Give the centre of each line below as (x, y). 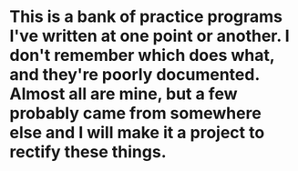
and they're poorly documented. (134, 75)
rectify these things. (88, 152)
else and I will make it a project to (137, 133)
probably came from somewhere (135, 113)
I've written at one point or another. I (149, 36)
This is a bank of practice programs (146, 17)
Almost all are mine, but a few (123, 94)
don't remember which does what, (142, 55)
